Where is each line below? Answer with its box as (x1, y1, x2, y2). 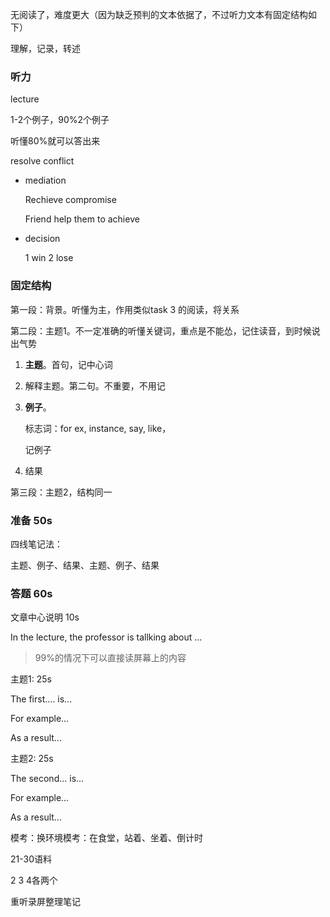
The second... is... (10, 773, 85, 785)
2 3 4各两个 (10, 874, 59, 887)
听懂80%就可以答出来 (10, 135, 101, 147)
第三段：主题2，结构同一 (10, 486, 113, 498)
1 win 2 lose (24, 252, 74, 264)
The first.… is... (10, 693, 73, 705)
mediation (24, 174, 67, 187)
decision (24, 233, 61, 245)
